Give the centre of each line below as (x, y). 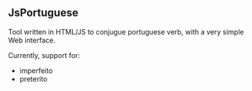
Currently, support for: (44, 55)
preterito (33, 78)
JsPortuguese (43, 13)
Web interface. (32, 40)
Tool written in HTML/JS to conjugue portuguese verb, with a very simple (126, 31)
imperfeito (36, 71)
